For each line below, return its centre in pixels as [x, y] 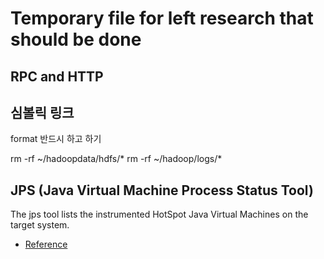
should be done [76, 39]
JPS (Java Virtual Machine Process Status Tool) [162, 190]
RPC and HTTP [57, 76]
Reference [46, 244]
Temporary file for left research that [162, 18]
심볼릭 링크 [42, 112]
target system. [40, 225]
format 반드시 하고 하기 [56, 139]
